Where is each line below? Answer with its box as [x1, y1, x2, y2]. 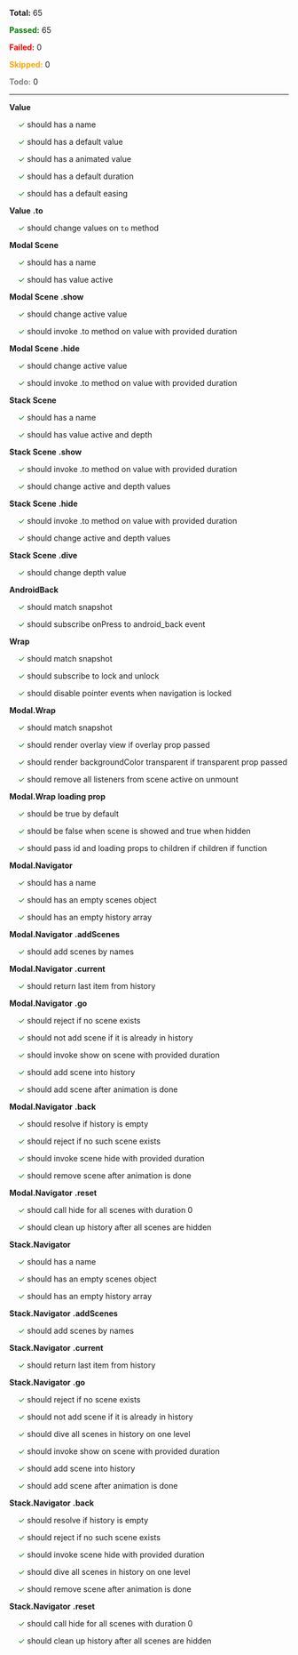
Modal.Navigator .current [9, 964, 106, 974]
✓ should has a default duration [17, 171, 135, 181]
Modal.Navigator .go [9, 998, 88, 1008]
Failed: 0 [9, 42, 43, 52]
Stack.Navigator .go [9, 1378, 86, 1387]
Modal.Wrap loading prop [9, 791, 106, 801]
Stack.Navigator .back [9, 1498, 95, 1508]
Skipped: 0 [9, 60, 51, 69]
